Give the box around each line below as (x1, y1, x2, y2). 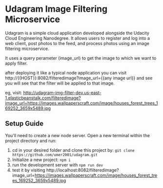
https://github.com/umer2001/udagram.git (12, 152, 98, 157)
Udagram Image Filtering (5, 3, 108, 15)
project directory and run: (5, 138, 57, 143)
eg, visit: (5, 90, 22, 95)
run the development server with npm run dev (12, 162, 103, 167)
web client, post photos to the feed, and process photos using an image (5, 40, 150, 46)
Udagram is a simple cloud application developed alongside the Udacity (5, 30, 150, 36)
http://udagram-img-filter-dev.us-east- (23, 90, 102, 95)
